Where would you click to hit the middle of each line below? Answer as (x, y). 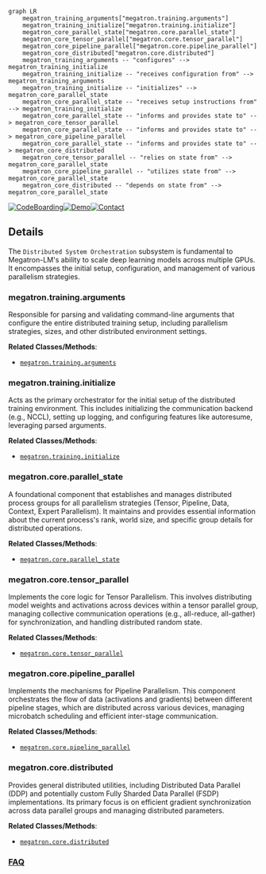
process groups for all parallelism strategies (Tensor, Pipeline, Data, (119, 503)
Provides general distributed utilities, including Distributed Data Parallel (124, 785)
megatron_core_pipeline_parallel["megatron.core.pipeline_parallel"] (140, 46)
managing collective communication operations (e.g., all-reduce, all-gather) (132, 614)
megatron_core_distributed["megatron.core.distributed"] (119, 53)
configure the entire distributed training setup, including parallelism (118, 323)
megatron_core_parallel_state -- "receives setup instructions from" (140, 102)
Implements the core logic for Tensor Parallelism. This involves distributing (130, 597)
